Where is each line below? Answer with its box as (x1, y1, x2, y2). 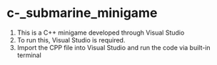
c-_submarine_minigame (6, 5, 158, 21)
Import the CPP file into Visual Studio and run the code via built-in (16, 43, 211, 52)
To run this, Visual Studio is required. (16, 35, 126, 44)
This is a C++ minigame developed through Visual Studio (16, 28, 185, 37)
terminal (16, 51, 42, 59)
